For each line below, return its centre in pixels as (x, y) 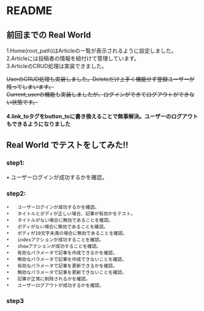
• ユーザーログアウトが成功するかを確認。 (55, 285)
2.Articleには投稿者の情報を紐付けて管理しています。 (73, 58)
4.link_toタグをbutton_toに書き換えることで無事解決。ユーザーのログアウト (102, 116)
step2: (16, 193)
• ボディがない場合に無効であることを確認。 (57, 227)
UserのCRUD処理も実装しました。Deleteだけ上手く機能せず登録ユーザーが (100, 79)
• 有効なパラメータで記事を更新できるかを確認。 (62, 266)
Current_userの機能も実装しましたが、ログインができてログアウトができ (98, 94)
